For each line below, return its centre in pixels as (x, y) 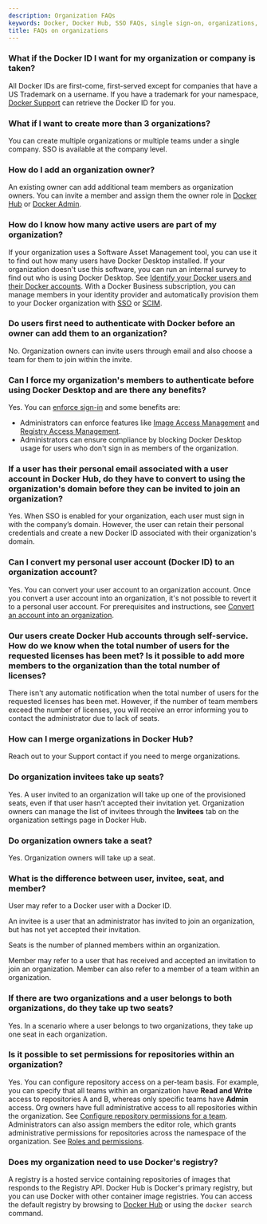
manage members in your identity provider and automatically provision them (133, 294)
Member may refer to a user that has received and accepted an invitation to (132, 961)
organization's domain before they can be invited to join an (124, 489)
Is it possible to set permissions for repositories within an (122, 1055)
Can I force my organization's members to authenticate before (131, 380)
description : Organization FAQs (62, 16)
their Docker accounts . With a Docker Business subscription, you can (122, 286)
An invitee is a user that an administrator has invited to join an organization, (132, 921)
